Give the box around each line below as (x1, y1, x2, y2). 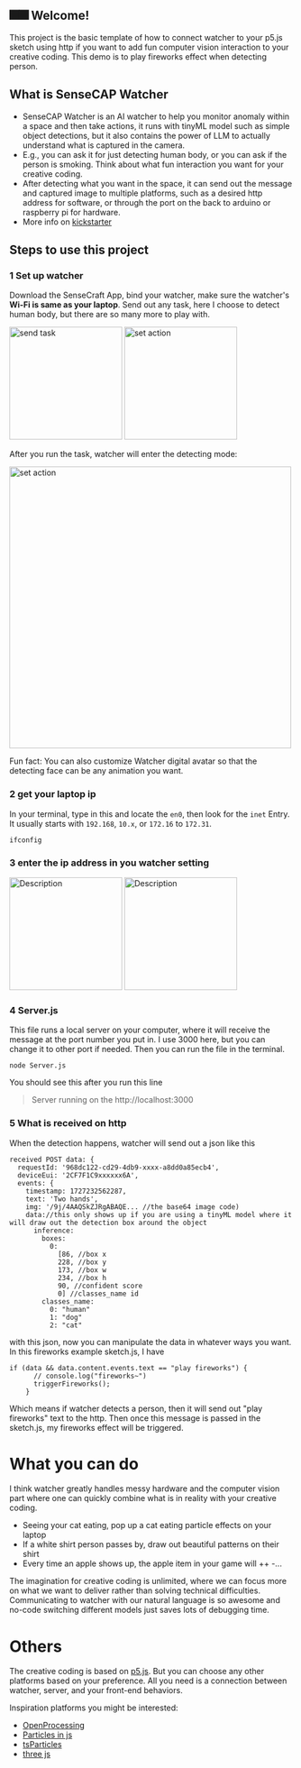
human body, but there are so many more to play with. (9, 309, 210, 320)
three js (22, 1749, 51, 1760)
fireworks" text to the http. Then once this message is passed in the (9, 1412, 261, 1424)
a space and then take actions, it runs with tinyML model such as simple (22, 120, 290, 131)
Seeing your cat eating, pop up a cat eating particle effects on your (22, 1520, 272, 1531)
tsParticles (22, 1739, 62, 1750)
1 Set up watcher (9, 269, 84, 281)
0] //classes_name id (57, 1289, 140, 1298)
